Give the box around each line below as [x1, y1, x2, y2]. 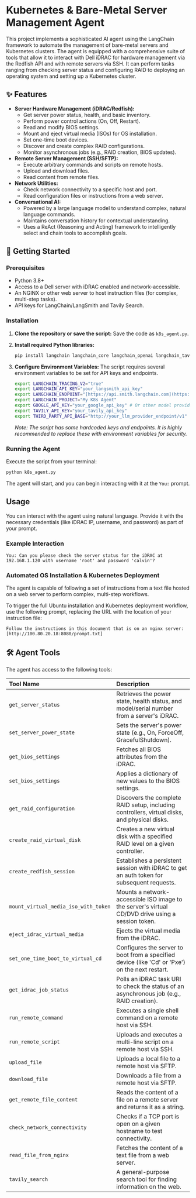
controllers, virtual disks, [116, 808, 184, 817]
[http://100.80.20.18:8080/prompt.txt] [6, 631, 103, 637]
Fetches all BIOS [116, 745, 162, 753]
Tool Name [9, 680, 40, 688]
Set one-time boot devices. [23, 136, 89, 143]
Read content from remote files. [23, 173, 100, 180]
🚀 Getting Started [6, 246, 71, 256]
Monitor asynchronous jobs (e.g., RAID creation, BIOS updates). [23, 149, 177, 156]
